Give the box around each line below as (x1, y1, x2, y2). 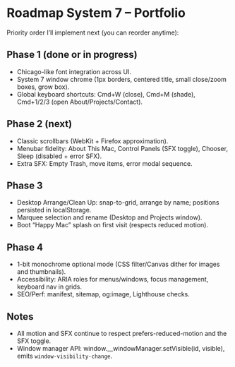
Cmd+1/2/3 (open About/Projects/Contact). (16, 97, 143, 106)
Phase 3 (6, 179, 43, 191)
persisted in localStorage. (16, 206, 92, 215)
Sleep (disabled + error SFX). (16, 152, 102, 160)
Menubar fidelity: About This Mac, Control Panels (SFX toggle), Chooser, (16, 144, 229, 152)
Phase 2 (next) (6, 118, 72, 130)
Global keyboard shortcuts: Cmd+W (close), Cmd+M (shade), (16, 90, 195, 98)
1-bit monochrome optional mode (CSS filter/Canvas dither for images (16, 260, 220, 269)
